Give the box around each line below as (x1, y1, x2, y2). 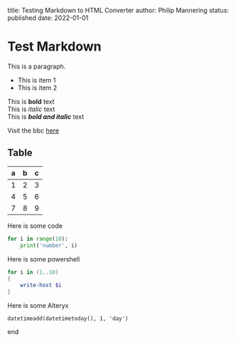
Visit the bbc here (7, 126, 60, 135)
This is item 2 (17, 83, 58, 92)
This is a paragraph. (7, 62, 66, 71)
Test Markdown (7, 38, 102, 55)
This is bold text (7, 97, 55, 105)
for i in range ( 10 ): (7, 235, 69, 242)
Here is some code (7, 221, 63, 230)
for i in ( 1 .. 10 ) (7, 269, 59, 276)
